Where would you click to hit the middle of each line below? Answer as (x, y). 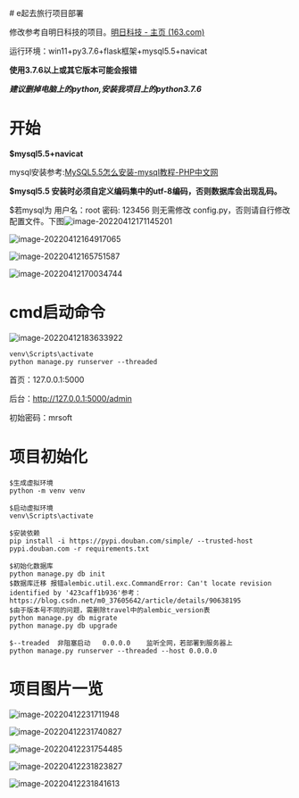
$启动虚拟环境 (31, 508)
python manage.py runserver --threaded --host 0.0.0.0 (113, 651)
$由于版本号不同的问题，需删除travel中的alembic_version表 (110, 610)
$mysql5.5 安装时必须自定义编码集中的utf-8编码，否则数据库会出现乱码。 (145, 191)
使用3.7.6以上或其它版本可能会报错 (73, 70)
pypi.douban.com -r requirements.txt (79, 549)
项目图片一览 (57, 689)
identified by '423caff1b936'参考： (75, 593)
